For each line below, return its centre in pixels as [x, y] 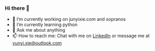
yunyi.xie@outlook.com [37, 43]
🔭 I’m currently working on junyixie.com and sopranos [69, 19]
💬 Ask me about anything [39, 30]
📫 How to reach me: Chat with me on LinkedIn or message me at [81, 36]
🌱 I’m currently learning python [45, 24]
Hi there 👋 [17, 8]
